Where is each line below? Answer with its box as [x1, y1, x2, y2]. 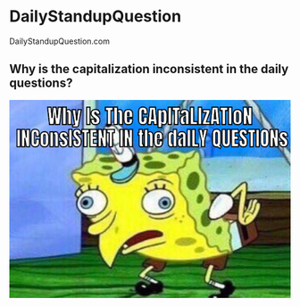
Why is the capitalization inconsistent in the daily [9, 62, 289, 77]
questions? [9, 76, 73, 91]
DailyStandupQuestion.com [9, 36, 110, 46]
